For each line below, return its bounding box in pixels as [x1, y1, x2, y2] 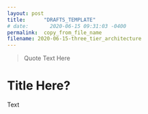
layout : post [7, 10, 44, 17]
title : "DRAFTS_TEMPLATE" [7, 16, 96, 23]
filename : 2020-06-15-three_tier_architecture [7, 35, 142, 42]
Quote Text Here [23, 54, 70, 62]
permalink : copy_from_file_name [7, 29, 102, 36]
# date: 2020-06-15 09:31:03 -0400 [7, 23, 127, 29]
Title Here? [7, 78, 71, 94]
